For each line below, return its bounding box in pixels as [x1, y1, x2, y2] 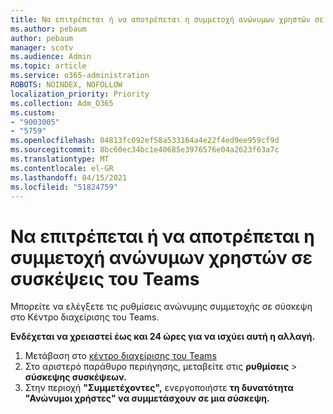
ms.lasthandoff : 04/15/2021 [10, 172, 128, 183]
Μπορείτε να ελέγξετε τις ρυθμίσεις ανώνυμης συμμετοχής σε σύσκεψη [10, 301, 313, 313]
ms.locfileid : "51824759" [10, 182, 118, 192]
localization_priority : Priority [10, 89, 150, 99]
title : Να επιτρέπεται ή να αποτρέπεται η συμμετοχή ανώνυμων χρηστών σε [10, 14, 325, 25]
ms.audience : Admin [10, 52, 92, 62]
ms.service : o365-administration [10, 71, 150, 81]
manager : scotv [10, 42, 74, 53]
